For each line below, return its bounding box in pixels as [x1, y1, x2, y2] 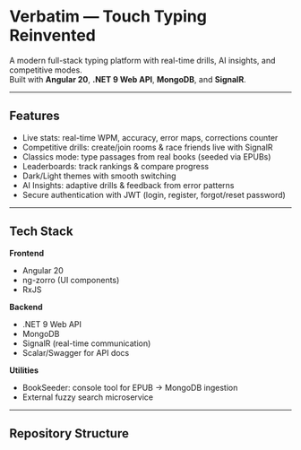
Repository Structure [9, 426, 130, 441]
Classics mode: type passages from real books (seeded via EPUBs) [21, 151, 271, 162]
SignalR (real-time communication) [21, 338, 151, 349]
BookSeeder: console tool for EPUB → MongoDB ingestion [21, 382, 238, 393]
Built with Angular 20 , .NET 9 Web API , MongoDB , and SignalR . [9, 74, 246, 84]
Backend [9, 301, 43, 312]
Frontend [9, 247, 45, 258]
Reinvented [9, 25, 96, 46]
